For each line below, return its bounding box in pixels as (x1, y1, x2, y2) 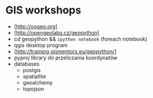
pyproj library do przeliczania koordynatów (13, 54, 118, 61)
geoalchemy (22, 79, 53, 86)
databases (13, 60, 40, 67)
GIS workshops (5, 4, 81, 17)
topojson (22, 85, 45, 92)
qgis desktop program (13, 42, 68, 49)
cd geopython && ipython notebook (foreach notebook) (13, 35, 148, 42)
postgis (22, 66, 41, 73)
